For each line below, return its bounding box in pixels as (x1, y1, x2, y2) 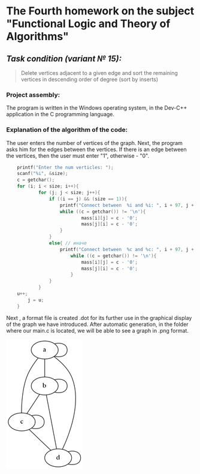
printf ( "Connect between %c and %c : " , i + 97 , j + (59, 246, 195, 252)
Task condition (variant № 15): (6, 53, 122, 64)
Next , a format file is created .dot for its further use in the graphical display (6, 314, 192, 321)
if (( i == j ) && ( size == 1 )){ (49, 196, 128, 202)
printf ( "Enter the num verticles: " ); (17, 164, 114, 170)
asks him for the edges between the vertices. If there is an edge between (6, 146, 187, 153)
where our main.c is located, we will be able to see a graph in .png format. (6, 327, 189, 334)
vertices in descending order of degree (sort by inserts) (20, 76, 159, 83)
